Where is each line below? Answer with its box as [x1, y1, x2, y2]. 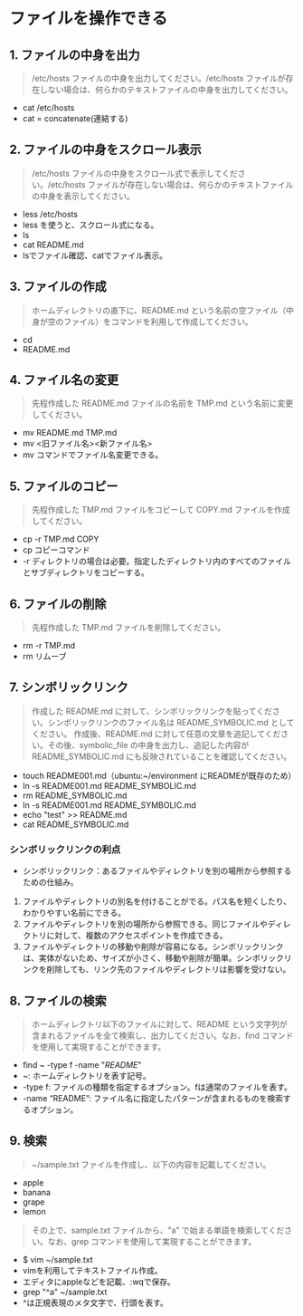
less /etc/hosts [22, 208, 79, 219]
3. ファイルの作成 [9, 279, 107, 294]
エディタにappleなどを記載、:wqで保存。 [22, 1276, 176, 1287]
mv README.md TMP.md [22, 427, 118, 438]
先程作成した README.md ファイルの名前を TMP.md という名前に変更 [31, 398, 294, 408]
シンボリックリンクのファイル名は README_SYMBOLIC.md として [47, 716, 295, 727]
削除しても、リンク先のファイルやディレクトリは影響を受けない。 [46, 964, 291, 975]
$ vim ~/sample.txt [22, 1254, 93, 1264]
